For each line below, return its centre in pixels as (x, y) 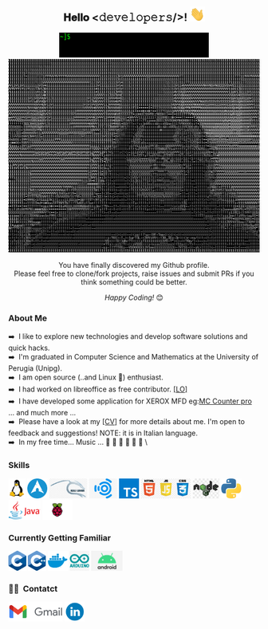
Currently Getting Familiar (60, 537)
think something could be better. (134, 282)
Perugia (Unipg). (35, 368)
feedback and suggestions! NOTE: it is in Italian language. (103, 433)
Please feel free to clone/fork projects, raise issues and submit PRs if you (134, 273)
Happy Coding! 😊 (134, 297)
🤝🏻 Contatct (33, 589)
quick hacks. (29, 348)
